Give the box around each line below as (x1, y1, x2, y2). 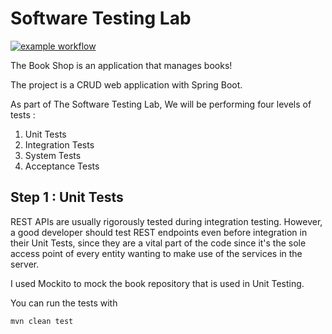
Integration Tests (24, 138, 95, 151)
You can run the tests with (10, 297, 118, 309)
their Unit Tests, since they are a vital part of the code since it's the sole (10, 237, 307, 249)
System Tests (24, 149, 82, 161)
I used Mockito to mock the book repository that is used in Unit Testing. (10, 277, 305, 289)
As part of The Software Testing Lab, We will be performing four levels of (10, 98, 312, 110)
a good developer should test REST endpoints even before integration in (10, 226, 308, 238)
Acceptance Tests (24, 160, 100, 172)
